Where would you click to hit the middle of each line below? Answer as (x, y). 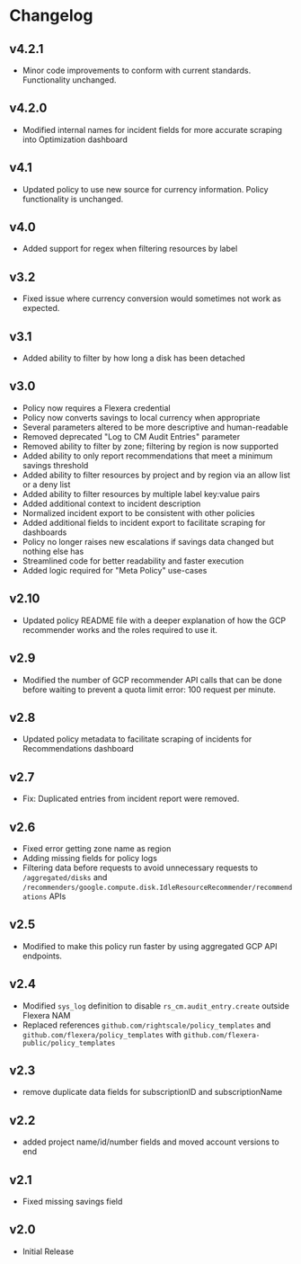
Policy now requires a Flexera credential (96, 408)
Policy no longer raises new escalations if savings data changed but (148, 541)
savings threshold (55, 465)
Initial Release (48, 1251)
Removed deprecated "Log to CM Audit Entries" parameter (131, 436)
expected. (41, 308)
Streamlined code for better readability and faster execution (133, 561)
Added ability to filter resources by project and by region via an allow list (156, 475)
